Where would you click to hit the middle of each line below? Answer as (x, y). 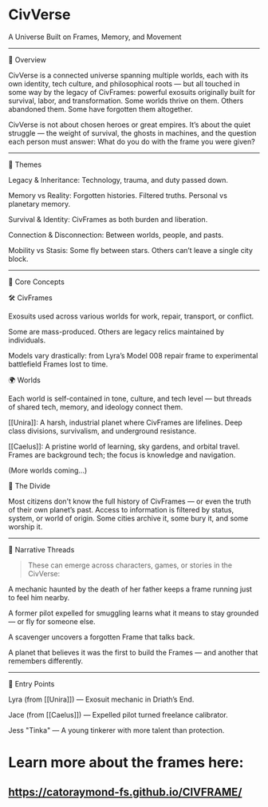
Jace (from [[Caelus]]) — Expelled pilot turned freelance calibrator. (118, 714)
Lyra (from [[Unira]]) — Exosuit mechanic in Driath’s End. (101, 699)
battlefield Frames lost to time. (58, 364)
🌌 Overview (27, 59)
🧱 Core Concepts (37, 282)
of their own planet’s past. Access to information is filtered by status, (121, 509)
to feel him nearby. (39, 597)
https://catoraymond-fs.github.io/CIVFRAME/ (125, 792)
